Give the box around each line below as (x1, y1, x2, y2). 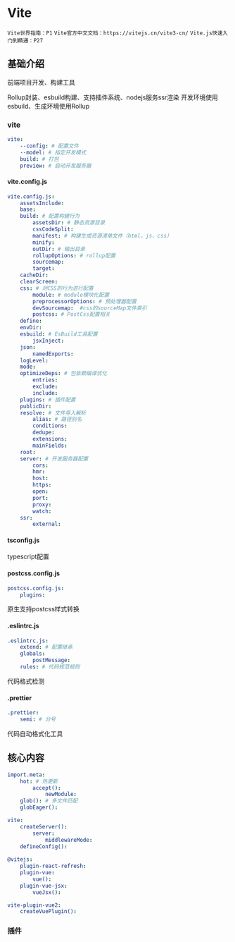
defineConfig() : (20, 843, 68, 850)
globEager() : (20, 804, 58, 812)
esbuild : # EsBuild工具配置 (20, 331, 99, 338)
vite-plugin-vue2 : (7, 901, 61, 909)
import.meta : (7, 771, 46, 778)
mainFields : (32, 442, 68, 449)
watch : (32, 508, 52, 515)
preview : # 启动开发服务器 (20, 162, 91, 169)
